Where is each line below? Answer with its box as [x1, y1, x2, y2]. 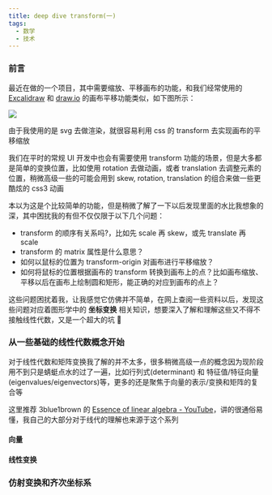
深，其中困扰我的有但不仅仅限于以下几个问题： [8, 210, 164, 220]
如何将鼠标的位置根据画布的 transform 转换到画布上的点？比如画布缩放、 [19, 267, 263, 277]
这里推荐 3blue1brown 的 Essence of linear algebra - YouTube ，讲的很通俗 [8, 404, 257, 414]
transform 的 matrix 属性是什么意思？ [19, 247, 144, 256]
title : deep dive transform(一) [8, 11, 117, 20]
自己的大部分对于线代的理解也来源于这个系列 [29, 415, 179, 424]
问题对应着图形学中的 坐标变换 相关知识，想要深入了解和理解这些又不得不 [15, 304, 261, 314]
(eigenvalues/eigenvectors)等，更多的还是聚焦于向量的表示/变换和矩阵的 [8, 377, 252, 386]
